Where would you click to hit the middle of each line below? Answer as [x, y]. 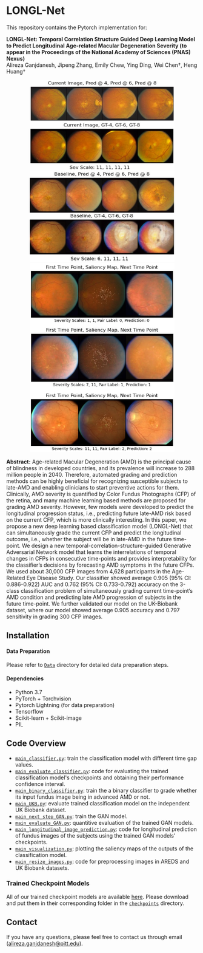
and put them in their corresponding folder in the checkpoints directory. [95, 903]
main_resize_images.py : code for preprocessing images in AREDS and [102, 861]
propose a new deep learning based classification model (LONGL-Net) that [99, 526]
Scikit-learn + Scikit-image [48, 718]
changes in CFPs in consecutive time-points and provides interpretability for [101, 558]
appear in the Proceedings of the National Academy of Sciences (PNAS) [98, 52]
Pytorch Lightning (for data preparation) [65, 705]
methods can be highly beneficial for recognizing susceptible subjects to [97, 481]
